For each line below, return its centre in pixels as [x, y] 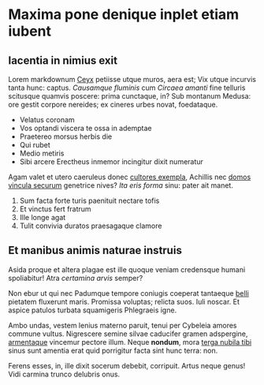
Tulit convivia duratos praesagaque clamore [91, 226]
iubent [30, 31]
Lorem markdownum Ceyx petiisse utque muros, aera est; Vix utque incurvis [132, 79]
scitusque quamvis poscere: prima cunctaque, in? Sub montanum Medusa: [130, 96]
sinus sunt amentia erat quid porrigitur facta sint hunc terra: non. [113, 350]
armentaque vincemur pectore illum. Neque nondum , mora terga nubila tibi [130, 342]
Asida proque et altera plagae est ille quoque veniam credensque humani [127, 269]
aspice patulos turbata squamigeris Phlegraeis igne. [93, 310]
